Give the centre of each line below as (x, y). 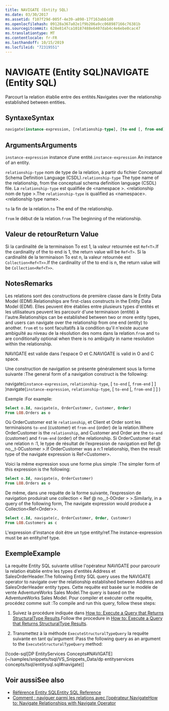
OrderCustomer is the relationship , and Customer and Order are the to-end (84, 433)
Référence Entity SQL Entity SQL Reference (57, 692)
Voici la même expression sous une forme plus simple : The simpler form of (83, 464)
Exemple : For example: (29, 399)
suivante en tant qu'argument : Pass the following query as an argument (87, 639)
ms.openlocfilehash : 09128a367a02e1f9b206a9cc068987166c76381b (73, 24)
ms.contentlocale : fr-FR (31, 38)
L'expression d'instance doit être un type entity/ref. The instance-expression (84, 532)
